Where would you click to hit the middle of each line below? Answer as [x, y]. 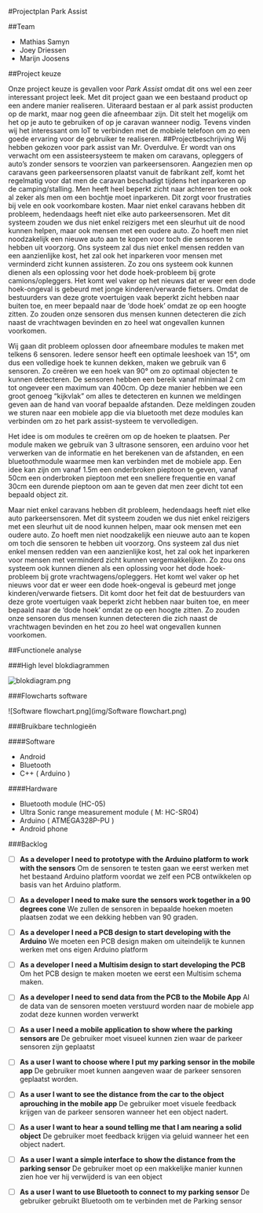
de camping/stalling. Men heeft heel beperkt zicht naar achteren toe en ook [130, 189]
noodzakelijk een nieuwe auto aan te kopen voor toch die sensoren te [121, 239]
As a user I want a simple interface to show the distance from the [128, 1159]
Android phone [44, 829]
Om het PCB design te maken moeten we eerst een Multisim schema [130, 974]
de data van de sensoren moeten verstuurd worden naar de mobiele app [137, 1006]
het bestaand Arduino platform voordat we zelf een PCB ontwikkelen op [135, 877]
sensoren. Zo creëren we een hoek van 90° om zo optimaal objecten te [123, 371]
